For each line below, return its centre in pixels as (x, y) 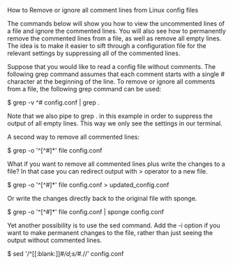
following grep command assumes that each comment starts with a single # (116, 74)
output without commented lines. (55, 240)
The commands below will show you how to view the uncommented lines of (116, 23)
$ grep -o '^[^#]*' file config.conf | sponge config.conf (85, 212)
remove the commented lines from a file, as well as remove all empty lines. (114, 38)
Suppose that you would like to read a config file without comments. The (112, 67)
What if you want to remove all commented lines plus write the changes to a (116, 164)
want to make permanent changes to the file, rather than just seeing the (110, 233)
